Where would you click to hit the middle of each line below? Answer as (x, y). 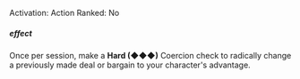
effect (21, 33)
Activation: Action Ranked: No (64, 13)
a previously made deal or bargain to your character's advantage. (130, 65)
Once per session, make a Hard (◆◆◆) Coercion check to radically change (150, 55)
